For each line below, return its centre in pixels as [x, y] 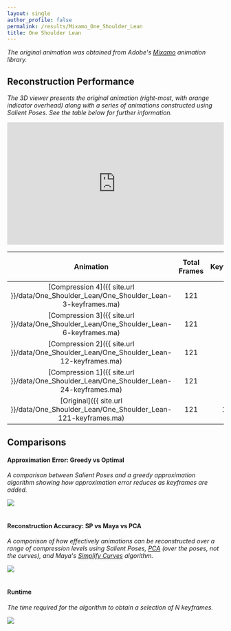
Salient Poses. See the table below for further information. [90, 113]
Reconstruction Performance [71, 81]
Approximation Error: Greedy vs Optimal [66, 460]
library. [17, 60]
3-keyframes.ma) [91, 304]
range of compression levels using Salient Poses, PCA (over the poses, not [113, 548]
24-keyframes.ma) [91, 389]
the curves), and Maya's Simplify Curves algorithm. [80, 556]
